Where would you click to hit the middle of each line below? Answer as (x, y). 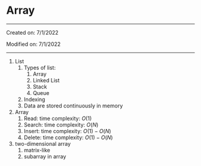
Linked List (46, 80)
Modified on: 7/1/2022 (33, 44)
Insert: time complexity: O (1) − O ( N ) (68, 131)
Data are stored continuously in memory (73, 106)
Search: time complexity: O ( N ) (61, 124)
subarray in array (45, 156)
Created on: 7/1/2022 (32, 32)
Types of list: (39, 67)
